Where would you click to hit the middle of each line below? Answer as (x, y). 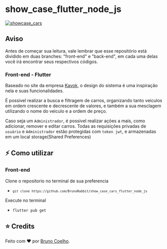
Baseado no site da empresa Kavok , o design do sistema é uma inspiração (82, 86)
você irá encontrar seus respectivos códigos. (52, 62)
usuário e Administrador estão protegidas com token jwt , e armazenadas (81, 132)
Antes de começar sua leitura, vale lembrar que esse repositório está (76, 51)
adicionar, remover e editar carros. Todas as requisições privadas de (76, 126)
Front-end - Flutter (28, 75)
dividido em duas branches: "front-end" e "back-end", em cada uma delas (82, 56)
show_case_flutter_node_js (63, 9)
